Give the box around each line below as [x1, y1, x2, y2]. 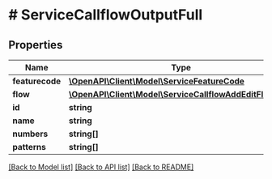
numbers [12, 128, 49, 139]
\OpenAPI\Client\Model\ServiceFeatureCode [68, 75, 245, 87]
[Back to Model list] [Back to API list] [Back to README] [8, 162, 194, 172]
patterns [12, 142, 47, 152]
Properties [8, 38, 63, 52]
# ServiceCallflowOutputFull [8, 6, 203, 24]
